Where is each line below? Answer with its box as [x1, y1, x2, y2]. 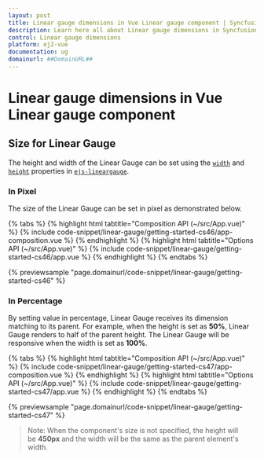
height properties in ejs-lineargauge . [8, 166, 130, 175]
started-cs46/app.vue [8, 252, 80, 262]
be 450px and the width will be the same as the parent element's [27, 434, 239, 444]
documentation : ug [8, 48, 68, 56]
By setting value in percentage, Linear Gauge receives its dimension [8, 314, 229, 323]
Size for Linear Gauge [8, 137, 116, 150]
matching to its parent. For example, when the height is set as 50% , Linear [8, 321, 250, 331]
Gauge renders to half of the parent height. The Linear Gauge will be [8, 330, 229, 340]
